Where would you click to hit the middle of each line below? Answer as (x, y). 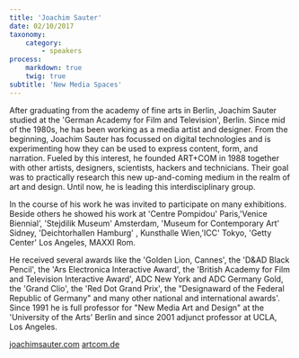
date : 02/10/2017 (42, 26)
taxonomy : (28, 34)
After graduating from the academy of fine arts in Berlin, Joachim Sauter (143, 110)
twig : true (46, 76)
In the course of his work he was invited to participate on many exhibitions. (148, 204)
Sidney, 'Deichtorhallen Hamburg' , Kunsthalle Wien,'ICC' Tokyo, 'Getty (141, 233)
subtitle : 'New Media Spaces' (66, 85)
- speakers (62, 51)
